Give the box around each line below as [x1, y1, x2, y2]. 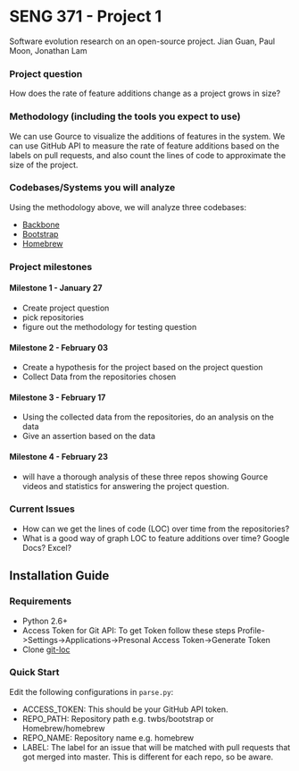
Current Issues [9, 503, 76, 515]
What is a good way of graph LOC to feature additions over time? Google [21, 532, 290, 543]
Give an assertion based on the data [21, 431, 156, 442]
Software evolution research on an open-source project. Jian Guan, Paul [9, 36, 276, 47]
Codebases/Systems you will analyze [9, 182, 176, 194]
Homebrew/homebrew [21, 723, 105, 733]
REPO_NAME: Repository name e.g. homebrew [21, 732, 195, 743]
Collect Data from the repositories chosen [21, 371, 177, 382]
